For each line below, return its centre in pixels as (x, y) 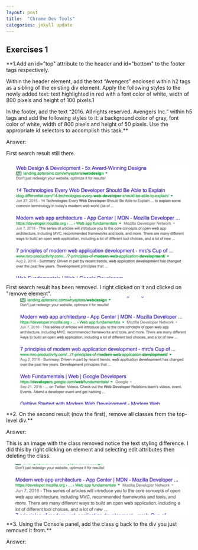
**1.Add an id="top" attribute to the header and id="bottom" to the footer (96, 64)
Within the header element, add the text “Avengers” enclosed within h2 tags (98, 81)
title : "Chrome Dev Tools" (41, 19)
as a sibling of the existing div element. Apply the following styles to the (93, 88)
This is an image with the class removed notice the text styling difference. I (97, 443)
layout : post (22, 12)
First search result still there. (41, 153)
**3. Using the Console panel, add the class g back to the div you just (92, 524)
